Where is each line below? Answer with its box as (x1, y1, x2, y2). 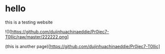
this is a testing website (5, 19, 53, 25)
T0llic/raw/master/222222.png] (5, 34, 69, 40)
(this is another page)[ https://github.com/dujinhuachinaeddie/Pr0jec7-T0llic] (5, 43, 160, 49)
